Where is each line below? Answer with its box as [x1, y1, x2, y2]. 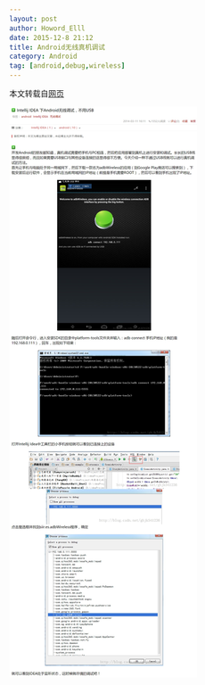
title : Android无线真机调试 [9, 43, 105, 52]
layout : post [9, 14, 58, 23]
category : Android [9, 52, 78, 62]
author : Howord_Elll [9, 23, 86, 33]
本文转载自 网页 [9, 88, 64, 98]
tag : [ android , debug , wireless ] [9, 62, 126, 70]
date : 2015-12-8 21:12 [9, 33, 94, 42]
